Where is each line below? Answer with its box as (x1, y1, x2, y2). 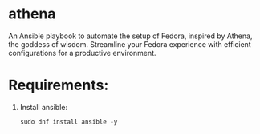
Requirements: (8, 77, 109, 94)
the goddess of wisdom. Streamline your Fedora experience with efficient (8, 39, 251, 49)
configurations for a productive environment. (8, 48, 156, 57)
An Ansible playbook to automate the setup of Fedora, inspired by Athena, (8, 31, 253, 41)
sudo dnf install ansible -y (19, 117, 118, 126)
